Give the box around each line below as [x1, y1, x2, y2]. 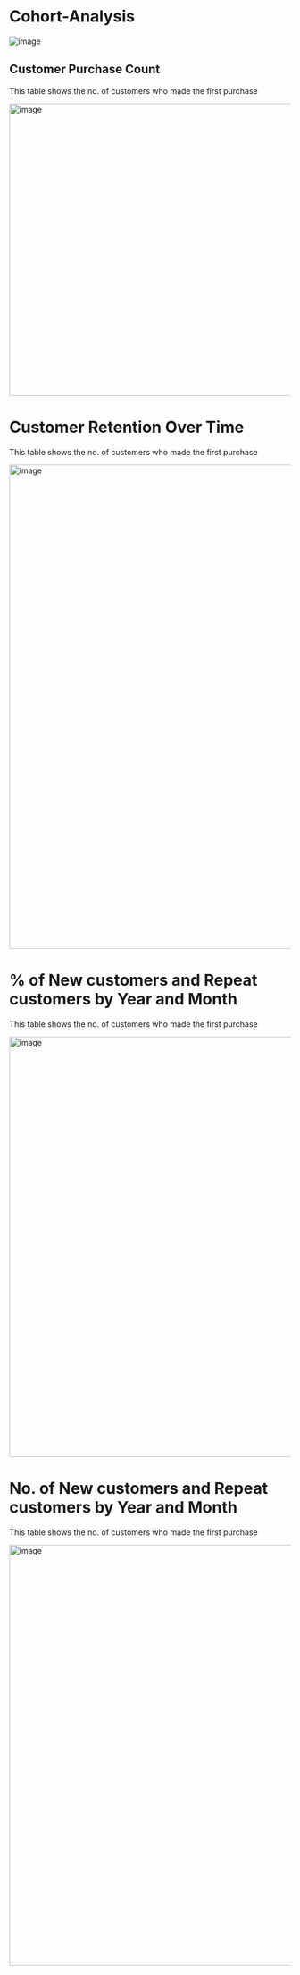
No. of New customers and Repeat [9, 1478, 269, 1498]
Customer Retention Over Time [9, 417, 245, 437]
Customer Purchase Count [9, 62, 161, 77]
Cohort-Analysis [9, 6, 136, 27]
